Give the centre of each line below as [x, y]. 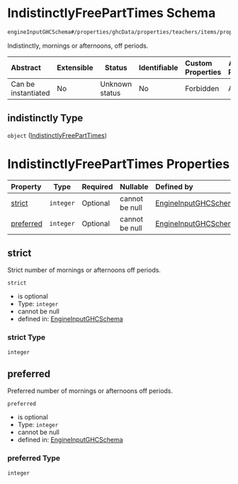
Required [97, 186]
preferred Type [34, 458]
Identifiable [158, 68]
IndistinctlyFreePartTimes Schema [112, 13]
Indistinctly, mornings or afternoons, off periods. [78, 45]
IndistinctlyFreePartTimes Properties [119, 164]
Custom [199, 63]
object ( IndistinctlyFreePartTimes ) [57, 135]
